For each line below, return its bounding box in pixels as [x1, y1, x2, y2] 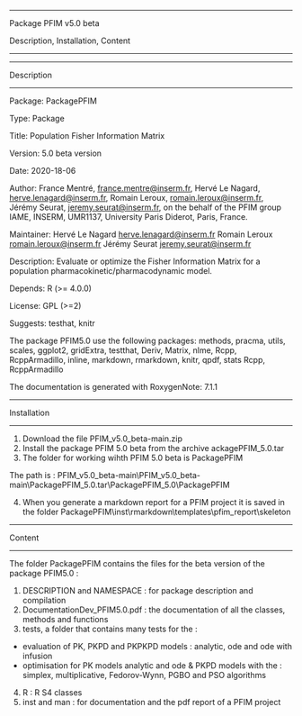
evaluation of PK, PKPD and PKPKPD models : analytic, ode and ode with [22, 641, 292, 651]
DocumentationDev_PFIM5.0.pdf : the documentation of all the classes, [22, 604, 286, 615]
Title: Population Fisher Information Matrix [9, 131, 165, 140]
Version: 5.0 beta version [9, 148, 102, 159]
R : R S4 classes [22, 687, 83, 698]
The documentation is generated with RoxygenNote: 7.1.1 [9, 382, 218, 392]
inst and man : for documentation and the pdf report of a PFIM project [22, 697, 281, 707]
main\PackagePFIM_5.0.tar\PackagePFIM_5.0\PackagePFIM [9, 479, 231, 490]
